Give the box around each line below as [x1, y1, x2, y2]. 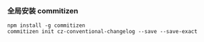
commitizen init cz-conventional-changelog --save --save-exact [7, 28, 198, 35]
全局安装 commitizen [7, 6, 79, 15]
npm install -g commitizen [7, 22, 86, 29]
